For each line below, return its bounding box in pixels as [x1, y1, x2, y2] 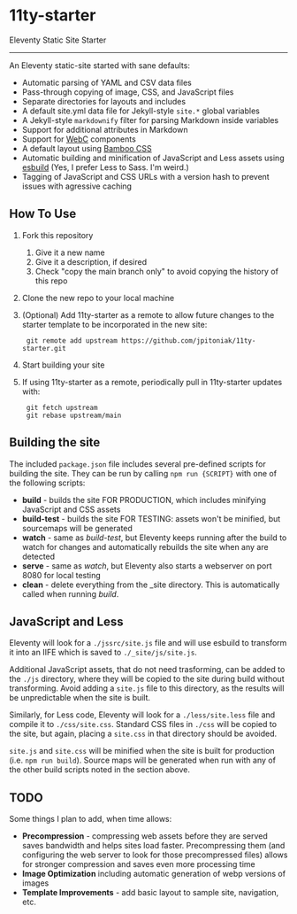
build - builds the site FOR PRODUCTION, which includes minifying [21, 494, 267, 505]
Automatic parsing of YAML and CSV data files [21, 77, 193, 88]
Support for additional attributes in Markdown [21, 124, 188, 135]
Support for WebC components [21, 134, 137, 144]
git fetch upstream [26, 403, 98, 412]
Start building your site [21, 360, 105, 370]
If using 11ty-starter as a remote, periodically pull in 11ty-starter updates [21, 376, 283, 387]
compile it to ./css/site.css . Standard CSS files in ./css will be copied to [9, 719, 277, 730]
